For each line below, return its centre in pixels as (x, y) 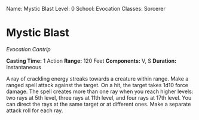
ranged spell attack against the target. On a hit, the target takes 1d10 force (97, 85)
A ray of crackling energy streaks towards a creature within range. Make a (97, 79)
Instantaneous (24, 67)
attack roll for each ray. (35, 110)
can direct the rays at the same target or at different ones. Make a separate (99, 104)
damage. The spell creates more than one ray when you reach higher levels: (100, 91)
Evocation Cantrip (28, 49)
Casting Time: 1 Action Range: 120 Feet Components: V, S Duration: (91, 61)
